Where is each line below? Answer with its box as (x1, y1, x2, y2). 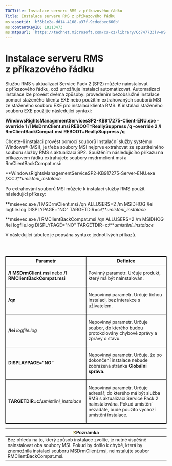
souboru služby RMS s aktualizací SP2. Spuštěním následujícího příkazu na (5, 149, 164, 156)
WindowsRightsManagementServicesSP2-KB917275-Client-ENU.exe (5, 118, 156, 124)
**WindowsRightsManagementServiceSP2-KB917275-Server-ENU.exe (5, 170, 155, 176)
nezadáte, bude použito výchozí (88, 407, 156, 413)
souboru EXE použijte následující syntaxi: (5, 108, 92, 114)
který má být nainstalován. (88, 275, 144, 281)
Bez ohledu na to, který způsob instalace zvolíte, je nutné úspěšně (7, 437, 147, 443)
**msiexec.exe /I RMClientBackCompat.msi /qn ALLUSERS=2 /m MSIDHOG (5, 216, 164, 222)
